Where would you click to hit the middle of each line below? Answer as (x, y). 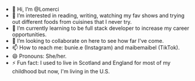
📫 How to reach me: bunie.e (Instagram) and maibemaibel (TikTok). (96, 47)
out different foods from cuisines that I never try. (72, 22)
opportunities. (29, 35)
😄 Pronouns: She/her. (39, 56)
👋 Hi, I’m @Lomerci (35, 9)
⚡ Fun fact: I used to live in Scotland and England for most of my (91, 63)
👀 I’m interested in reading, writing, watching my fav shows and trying (98, 15)
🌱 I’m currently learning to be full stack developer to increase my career (100, 28)
